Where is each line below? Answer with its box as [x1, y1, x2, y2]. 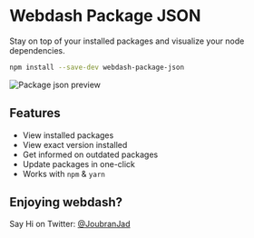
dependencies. [9, 45, 65, 55]
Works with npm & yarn [22, 168, 106, 179]
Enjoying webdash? [9, 194, 122, 210]
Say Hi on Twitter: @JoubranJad [9, 219, 131, 230]
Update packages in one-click [22, 158, 136, 169]
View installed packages [22, 129, 114, 141]
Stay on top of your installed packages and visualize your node [9, 35, 245, 46]
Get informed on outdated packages [22, 149, 159, 160]
